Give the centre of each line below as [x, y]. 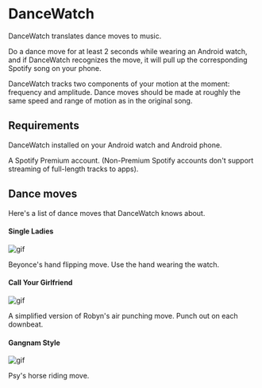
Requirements [44, 125]
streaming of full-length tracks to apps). [73, 169]
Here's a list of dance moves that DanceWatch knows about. [107, 213]
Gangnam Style [35, 343]
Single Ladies [31, 231]
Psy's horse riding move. [49, 376]
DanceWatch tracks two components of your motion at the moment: [119, 84]
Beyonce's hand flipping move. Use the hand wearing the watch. [114, 265]
